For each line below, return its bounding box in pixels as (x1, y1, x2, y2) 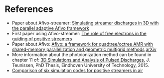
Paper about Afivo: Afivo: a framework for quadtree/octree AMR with (11, 41, 153, 47)
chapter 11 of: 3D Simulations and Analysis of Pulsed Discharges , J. (11, 57, 150, 63)
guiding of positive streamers (11, 36, 72, 42)
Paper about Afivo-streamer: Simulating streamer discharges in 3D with (11, 20, 159, 26)
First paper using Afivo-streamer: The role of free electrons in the (11, 30, 147, 36)
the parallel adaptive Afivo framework (11, 25, 89, 31)
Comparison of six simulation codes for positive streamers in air (11, 67, 143, 73)
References (4, 3, 53, 15)
